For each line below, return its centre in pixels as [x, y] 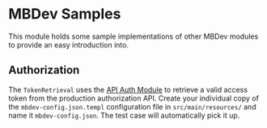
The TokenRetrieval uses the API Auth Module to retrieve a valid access [128, 89]
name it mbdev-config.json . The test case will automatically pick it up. [124, 115]
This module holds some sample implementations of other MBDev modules [133, 36]
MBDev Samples [65, 14]
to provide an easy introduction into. [69, 44]
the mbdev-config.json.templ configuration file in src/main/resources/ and [132, 106]
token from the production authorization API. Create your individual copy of [133, 98]
